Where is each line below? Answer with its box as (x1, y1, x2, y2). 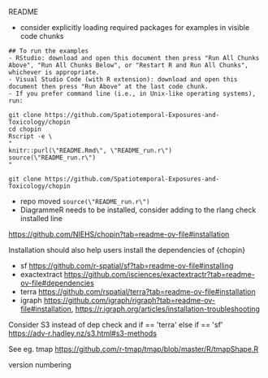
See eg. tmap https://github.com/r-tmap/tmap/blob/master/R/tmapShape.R (8, 345, 259, 354)
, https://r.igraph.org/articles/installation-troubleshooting (71, 304, 260, 314)
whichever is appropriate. (8, 68, 100, 76)
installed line (19, 214, 63, 223)
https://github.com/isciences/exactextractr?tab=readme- (63, 270, 255, 279)
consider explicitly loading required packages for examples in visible (19, 23, 250, 32)
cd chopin (8, 125, 42, 133)
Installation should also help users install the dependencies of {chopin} (8, 245, 246, 254)
